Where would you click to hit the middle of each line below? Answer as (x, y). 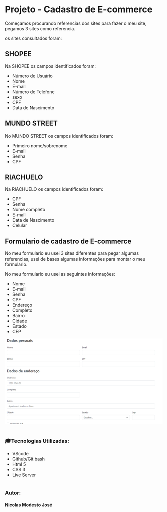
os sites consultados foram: (34, 38)
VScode (20, 453)
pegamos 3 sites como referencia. (40, 28)
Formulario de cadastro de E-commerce (68, 241)
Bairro (19, 316)
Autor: (13, 493)
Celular (20, 226)
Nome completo (29, 210)
